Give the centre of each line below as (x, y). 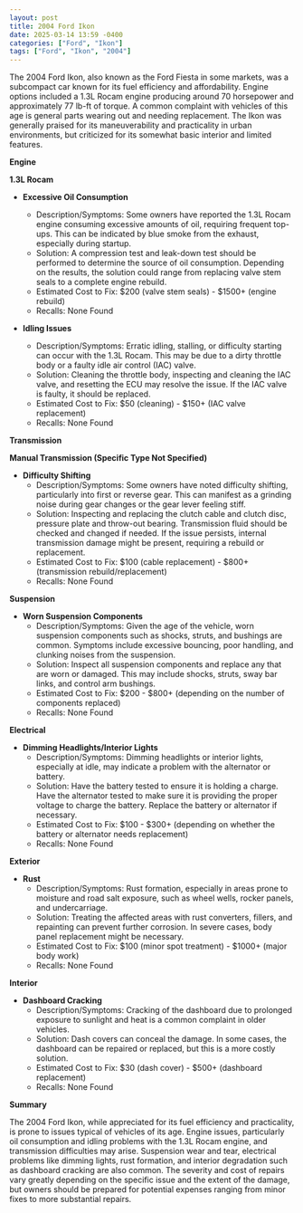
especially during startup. (84, 244)
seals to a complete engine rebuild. (101, 282)
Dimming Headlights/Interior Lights (90, 748)
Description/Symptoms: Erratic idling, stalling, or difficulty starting (159, 346)
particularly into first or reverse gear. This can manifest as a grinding (164, 495)
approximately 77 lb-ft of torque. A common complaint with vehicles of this (149, 106)
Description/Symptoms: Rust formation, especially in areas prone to (162, 889)
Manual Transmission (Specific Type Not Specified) (109, 458)
